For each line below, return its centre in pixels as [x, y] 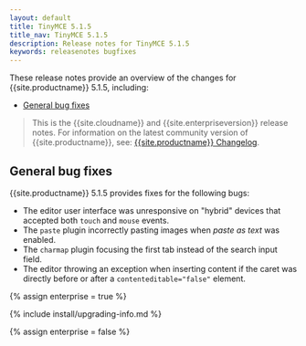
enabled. [39, 239]
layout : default [40, 18]
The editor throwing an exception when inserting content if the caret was [160, 268]
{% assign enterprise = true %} [69, 296]
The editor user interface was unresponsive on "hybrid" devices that [152, 210]
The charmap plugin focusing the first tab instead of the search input [150, 249]
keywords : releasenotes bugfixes [73, 52]
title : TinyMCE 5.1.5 [51, 26]
